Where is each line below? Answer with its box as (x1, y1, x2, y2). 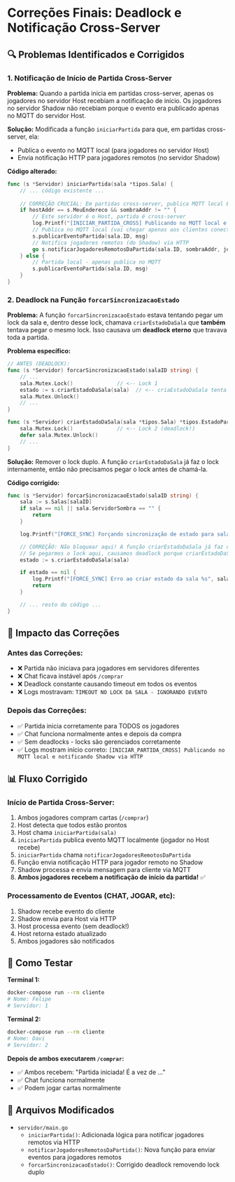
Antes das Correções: (7, 648, 83, 658)
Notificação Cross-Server (7, 20, 161, 36)
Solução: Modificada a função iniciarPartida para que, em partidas (7, 125, 206, 133)
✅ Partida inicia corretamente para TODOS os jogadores (17, 721, 180, 730)
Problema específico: (7, 347, 71, 355)
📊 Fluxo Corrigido (7, 773, 88, 785)
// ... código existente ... (20, 187, 105, 194)
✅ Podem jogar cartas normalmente (17, 1083, 121, 1092)
